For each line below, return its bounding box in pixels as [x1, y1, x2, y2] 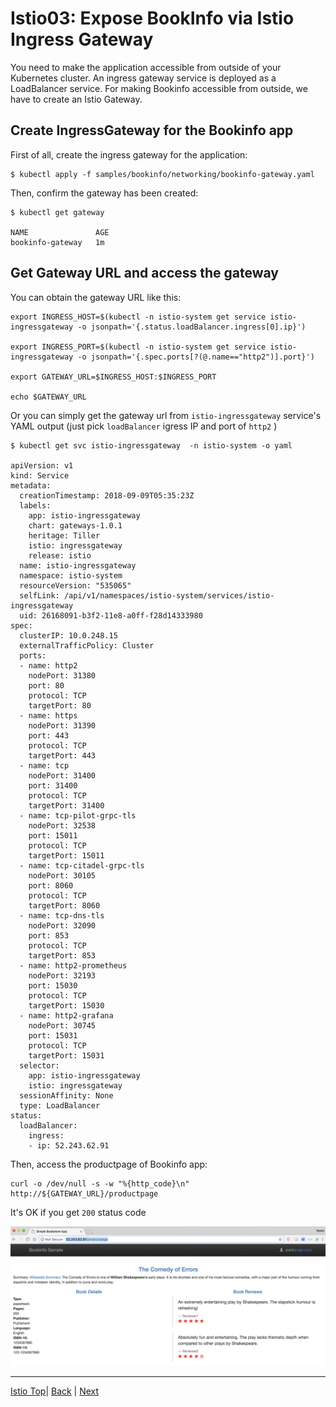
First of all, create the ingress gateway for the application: [10, 148, 248, 161]
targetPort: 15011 [28, 850, 105, 861]
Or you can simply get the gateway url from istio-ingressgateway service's [10, 409, 322, 421]
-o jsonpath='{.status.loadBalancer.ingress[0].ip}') [77, 322, 307, 332]
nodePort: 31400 [28, 770, 97, 781]
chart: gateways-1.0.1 [28, 520, 123, 531]
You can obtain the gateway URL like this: [10, 291, 182, 303]
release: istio [28, 550, 92, 561]
